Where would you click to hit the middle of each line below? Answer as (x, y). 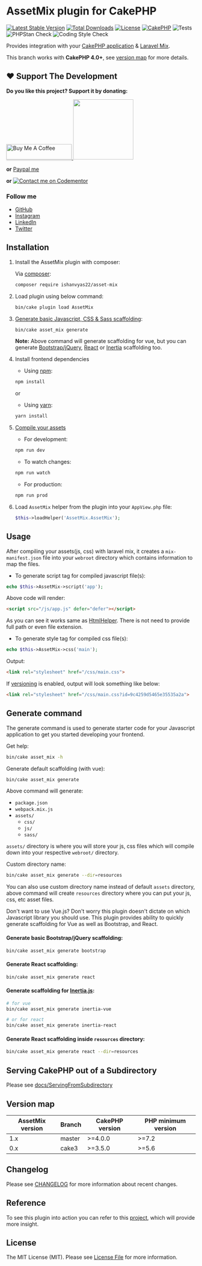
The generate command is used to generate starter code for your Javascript (101, 728)
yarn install (31, 416)
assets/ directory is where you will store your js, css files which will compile (100, 846)
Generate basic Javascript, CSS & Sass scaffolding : (79, 319)
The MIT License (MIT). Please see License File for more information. (92, 1257)
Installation (28, 248)
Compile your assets (40, 428)
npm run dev (30, 450)
